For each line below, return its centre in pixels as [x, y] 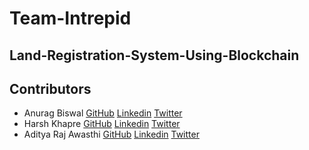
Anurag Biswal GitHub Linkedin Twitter [103, 113]
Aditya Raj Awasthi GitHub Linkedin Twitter [111, 134]
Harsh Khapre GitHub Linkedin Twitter [102, 124]
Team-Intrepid [70, 18]
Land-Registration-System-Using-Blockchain [154, 55]
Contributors [50, 88]
